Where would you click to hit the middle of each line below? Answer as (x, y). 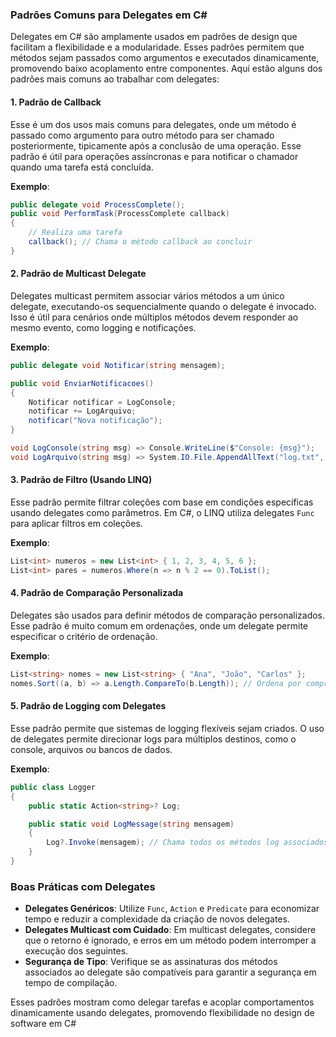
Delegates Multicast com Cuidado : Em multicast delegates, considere (170, 930)
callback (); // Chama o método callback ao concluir (140, 242)
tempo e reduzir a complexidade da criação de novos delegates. (157, 919)
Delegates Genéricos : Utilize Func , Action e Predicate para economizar (172, 909)
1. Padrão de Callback (56, 102)
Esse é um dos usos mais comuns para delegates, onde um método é (153, 124)
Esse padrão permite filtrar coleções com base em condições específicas (162, 502)
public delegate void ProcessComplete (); (98, 204)
